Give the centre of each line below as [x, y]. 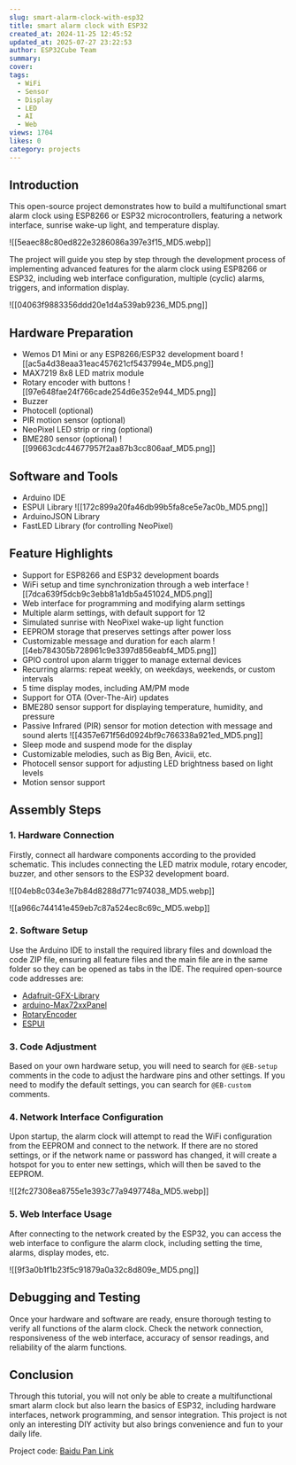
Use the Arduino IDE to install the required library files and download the [140, 950]
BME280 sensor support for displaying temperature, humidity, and [142, 706]
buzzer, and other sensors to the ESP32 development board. [119, 873]
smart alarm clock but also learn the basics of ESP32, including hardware [143, 1406]
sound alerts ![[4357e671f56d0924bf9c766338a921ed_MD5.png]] [142, 735]
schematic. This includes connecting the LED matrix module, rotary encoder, [148, 864]
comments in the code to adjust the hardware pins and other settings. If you [147, 1075]
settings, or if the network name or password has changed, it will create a [143, 1155]
